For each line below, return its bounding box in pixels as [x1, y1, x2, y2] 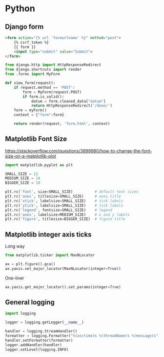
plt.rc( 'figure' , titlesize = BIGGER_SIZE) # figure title [5, 217, 125, 222]
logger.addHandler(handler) [5, 342, 62, 347]
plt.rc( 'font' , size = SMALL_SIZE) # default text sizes [5, 189, 139, 194]
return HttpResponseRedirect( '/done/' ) [31, 103, 112, 108]
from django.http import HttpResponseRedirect [5, 62, 102, 68]
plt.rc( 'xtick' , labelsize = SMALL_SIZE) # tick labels [5, 198, 123, 204]
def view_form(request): [5, 80, 56, 85]
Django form [5, 23, 44, 31]
